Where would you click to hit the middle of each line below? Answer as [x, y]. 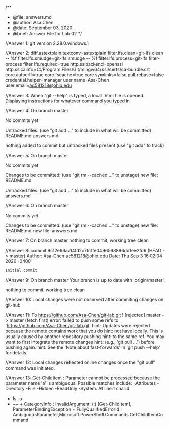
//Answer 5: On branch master [37, 155]
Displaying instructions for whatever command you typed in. [68, 101]
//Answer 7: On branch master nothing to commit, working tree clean [77, 240]
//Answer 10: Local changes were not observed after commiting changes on [84, 300]
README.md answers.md [32, 136]
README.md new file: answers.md [41, 231]
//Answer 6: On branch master [37, 206]
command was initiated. [30, 368]
